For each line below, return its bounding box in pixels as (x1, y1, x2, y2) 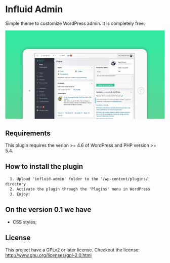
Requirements (5, 129, 51, 137)
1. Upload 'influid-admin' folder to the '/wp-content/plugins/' (10, 176, 151, 181)
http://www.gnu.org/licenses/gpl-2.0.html (5, 252, 92, 258)
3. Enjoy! (10, 192, 30, 197)
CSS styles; (12, 219, 37, 225)
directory (5, 181, 26, 186)
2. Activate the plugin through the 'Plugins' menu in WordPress (10, 186, 151, 192)
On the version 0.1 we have (5, 205, 92, 214)
